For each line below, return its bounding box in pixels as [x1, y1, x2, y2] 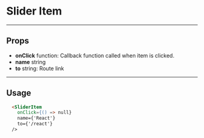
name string [15, 58, 46, 65]
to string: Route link [15, 65, 64, 72]
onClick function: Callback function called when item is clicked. [15, 51, 175, 59]
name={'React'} [17, 115, 56, 122]
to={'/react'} [17, 121, 53, 127]
